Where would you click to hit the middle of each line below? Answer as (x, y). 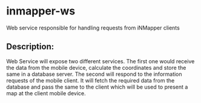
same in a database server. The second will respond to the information (94, 74)
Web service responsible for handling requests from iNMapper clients (93, 28)
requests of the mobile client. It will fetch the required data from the (91, 80)
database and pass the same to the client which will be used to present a (97, 87)
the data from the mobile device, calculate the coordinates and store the (96, 67)
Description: (30, 47)
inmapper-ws (41, 11)
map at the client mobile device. (46, 93)
